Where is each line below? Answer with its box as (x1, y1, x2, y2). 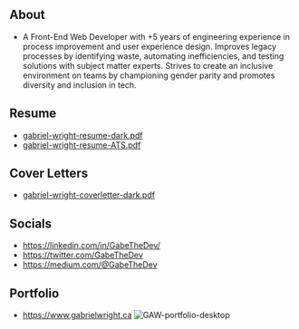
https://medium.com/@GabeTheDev (22, 259, 158, 270)
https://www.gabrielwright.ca (22, 310, 132, 321)
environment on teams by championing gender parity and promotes (22, 70, 275, 81)
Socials (9, 216, 53, 231)
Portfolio (9, 285, 60, 301)
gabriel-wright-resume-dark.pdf (22, 130, 143, 140)
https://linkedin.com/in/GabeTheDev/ (22, 240, 161, 251)
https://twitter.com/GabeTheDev (22, 249, 143, 261)
